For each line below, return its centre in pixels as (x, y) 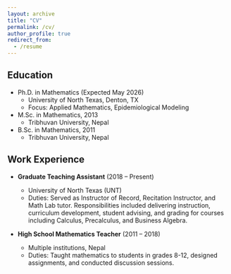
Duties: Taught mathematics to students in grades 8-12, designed (123, 255)
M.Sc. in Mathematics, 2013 (58, 114)
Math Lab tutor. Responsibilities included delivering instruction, (119, 205)
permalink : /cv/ (31, 27)
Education (30, 75)
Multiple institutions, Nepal (67, 247)
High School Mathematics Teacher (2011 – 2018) (89, 234)
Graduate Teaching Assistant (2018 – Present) (86, 177)
